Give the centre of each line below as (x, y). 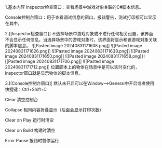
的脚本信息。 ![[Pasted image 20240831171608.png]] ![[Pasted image (74, 46)
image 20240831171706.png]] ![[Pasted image (68, 61)
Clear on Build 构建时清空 (30, 130)
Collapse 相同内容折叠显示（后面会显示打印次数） (54, 110)
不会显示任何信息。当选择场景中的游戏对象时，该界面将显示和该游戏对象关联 (81, 40)
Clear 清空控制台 (21, 100)
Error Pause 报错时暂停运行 (32, 141)
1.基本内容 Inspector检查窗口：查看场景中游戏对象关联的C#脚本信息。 (74, 7)
